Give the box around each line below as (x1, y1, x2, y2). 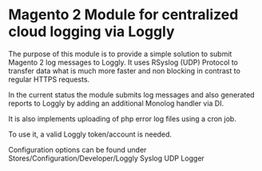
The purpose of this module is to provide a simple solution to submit (8, 49, 232, 58)
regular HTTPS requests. (8, 74, 90, 84)
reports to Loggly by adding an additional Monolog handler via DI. (8, 98, 224, 108)
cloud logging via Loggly (8, 22, 175, 41)
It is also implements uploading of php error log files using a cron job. (8, 113, 237, 123)
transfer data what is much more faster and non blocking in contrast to (8, 66, 241, 75)
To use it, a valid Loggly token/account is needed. (8, 129, 173, 139)
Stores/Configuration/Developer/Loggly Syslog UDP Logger (8, 153, 205, 163)
